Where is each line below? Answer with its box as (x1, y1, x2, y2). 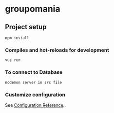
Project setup (5, 23, 47, 31)
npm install (5, 35, 29, 40)
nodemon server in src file (5, 80, 62, 85)
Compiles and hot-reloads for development (5, 47, 110, 53)
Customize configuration (5, 91, 66, 98)
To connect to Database (5, 69, 63, 76)
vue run (5, 58, 21, 63)
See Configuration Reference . (5, 102, 65, 108)
